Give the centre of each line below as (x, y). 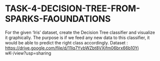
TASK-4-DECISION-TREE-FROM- (72, 9)
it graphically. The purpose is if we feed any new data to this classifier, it (77, 38)
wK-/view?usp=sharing (28, 53)
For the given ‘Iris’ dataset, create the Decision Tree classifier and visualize (80, 32)
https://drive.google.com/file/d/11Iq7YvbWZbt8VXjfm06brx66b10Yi (72, 48)
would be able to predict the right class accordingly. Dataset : (66, 42)
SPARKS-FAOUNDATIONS (58, 19)
